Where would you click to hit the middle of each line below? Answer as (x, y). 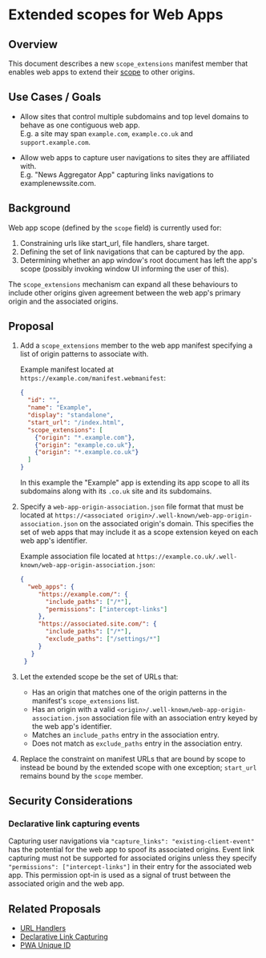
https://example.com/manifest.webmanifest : (93, 378)
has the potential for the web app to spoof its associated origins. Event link (131, 850)
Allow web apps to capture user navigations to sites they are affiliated (135, 157)
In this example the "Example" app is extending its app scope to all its (135, 483)
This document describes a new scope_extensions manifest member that (128, 63)
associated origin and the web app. (66, 884)
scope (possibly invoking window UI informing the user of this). (125, 268)
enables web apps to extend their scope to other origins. (102, 72)
